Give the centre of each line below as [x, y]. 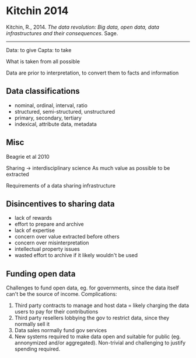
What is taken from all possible [43, 61]
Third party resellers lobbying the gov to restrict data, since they [92, 318]
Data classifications [43, 91]
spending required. [37, 349]
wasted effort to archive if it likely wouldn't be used [76, 255]
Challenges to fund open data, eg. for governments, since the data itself [92, 288]
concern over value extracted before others [67, 237]
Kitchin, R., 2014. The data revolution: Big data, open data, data [83, 27]
